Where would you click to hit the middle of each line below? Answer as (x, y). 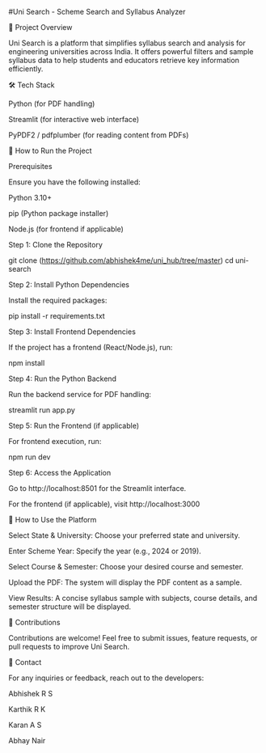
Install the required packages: (58, 300)
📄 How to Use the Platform (53, 520)
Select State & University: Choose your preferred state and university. (124, 535)
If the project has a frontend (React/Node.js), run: (91, 347)
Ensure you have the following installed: (75, 182)
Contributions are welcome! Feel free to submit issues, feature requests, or (133, 638)
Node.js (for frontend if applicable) (66, 229)
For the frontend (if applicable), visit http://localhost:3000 (104, 504)
